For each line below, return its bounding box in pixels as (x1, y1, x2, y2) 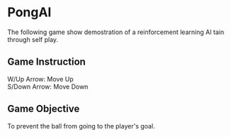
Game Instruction (7, 56, 86, 68)
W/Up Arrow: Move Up (7, 75, 74, 83)
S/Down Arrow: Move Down (7, 82, 89, 91)
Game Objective (7, 103, 80, 115)
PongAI (7, 4, 52, 21)
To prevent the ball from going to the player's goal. (7, 121, 155, 130)
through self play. (7, 35, 59, 43)
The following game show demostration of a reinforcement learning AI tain (7, 28, 225, 36)
